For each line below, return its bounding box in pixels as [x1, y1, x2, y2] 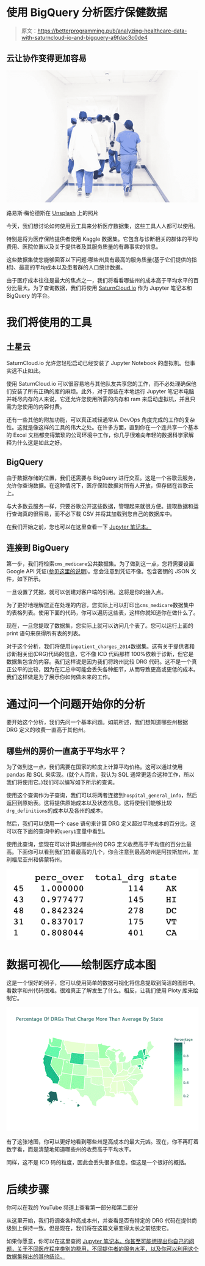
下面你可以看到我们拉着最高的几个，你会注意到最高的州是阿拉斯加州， [16, 848, 193, 856]
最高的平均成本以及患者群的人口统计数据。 [19, 263, 126, 271]
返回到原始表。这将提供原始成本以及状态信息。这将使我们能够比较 [6, 799, 172, 807]
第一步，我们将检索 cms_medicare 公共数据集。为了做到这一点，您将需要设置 [6, 560, 194, 567]
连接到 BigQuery [6, 543, 70, 553]
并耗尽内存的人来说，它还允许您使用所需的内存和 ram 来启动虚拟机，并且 [6, 395, 190, 402]
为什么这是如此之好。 [11, 439, 65, 446]
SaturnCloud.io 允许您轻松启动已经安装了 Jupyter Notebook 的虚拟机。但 [6, 359, 190, 366]
